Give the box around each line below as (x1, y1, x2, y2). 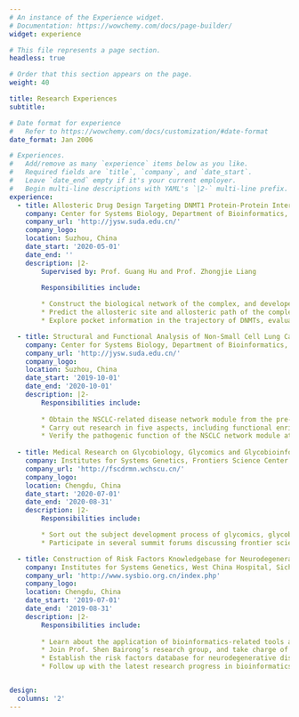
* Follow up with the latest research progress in (41, 662, 233, 672)
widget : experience (9, 29, 82, 38)
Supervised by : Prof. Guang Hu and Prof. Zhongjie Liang (41, 267, 256, 276)
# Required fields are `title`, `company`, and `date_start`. (9, 168, 253, 177)
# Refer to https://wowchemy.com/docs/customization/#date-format (9, 126, 269, 136)
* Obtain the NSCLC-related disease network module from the (41, 415, 273, 423)
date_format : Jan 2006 (9, 135, 93, 144)
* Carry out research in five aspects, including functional (41, 423, 273, 432)
